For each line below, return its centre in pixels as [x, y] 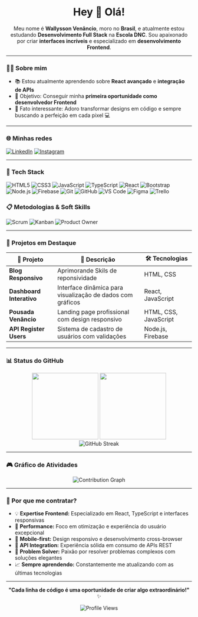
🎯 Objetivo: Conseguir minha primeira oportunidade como [86, 96]
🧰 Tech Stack [25, 172]
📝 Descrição [98, 259]
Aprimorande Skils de [87, 271]
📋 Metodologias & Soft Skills [48, 207]
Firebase [156, 336]
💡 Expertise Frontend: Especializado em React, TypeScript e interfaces [101, 514]
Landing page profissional [93, 312]
